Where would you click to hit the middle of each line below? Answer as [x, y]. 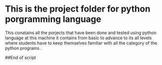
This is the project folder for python [78, 9]
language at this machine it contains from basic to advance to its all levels [78, 38]
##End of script [21, 57]
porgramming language [53, 19]
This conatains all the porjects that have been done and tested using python [81, 32]
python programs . [23, 48]
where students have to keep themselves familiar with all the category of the [81, 43]
